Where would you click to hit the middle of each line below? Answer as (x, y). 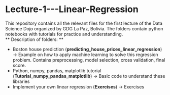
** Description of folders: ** (35, 39)
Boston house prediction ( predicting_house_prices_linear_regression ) (87, 49)
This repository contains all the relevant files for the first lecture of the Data (84, 23)
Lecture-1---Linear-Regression (72, 9)
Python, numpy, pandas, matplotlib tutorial (57, 70)
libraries (21, 81)
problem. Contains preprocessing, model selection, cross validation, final (89, 60)
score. (19, 65)
